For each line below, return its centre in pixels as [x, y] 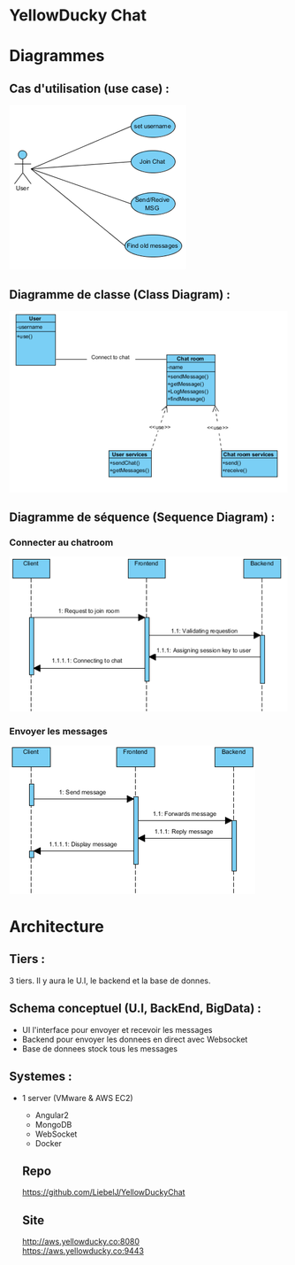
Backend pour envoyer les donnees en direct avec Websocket [135, 1039]
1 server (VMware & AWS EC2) [78, 1098]
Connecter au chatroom [61, 542]
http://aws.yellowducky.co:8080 [80, 1242]
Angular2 [52, 1115]
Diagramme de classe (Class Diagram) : [120, 295]
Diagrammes [57, 56]
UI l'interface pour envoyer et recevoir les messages [117, 1029]
